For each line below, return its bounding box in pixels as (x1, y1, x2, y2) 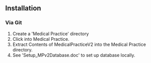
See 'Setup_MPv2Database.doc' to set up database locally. (12, 52, 135, 58)
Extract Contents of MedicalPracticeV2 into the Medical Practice (12, 41, 146, 47)
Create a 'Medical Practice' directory (12, 30, 89, 37)
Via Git (5, 19, 22, 26)
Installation (5, 4, 41, 13)
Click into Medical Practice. (12, 36, 69, 42)
